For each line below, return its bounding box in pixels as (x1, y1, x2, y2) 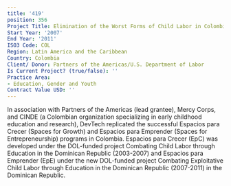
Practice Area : (7, 73, 51, 81)
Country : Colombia (7, 55, 60, 62)
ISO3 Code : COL (7, 42, 51, 49)
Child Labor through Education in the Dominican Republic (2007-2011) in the (7, 164, 222, 172)
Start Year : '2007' (7, 29, 63, 36)
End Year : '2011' (7, 36, 57, 43)
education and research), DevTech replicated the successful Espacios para (7, 120, 220, 128)
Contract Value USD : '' (7, 86, 76, 93)
